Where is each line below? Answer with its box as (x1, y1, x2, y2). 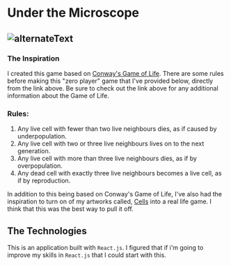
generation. (17, 147, 51, 155)
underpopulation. (17, 132, 67, 141)
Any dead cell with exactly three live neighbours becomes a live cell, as (17, 169, 222, 178)
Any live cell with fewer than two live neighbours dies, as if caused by (17, 125, 217, 133)
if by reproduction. (17, 176, 71, 185)
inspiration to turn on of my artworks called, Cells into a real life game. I (7, 197, 212, 206)
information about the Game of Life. (7, 91, 110, 100)
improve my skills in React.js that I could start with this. (7, 251, 167, 259)
